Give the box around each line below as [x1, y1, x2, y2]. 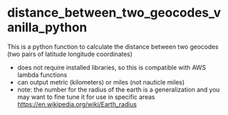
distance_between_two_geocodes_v [7, 5, 221, 21]
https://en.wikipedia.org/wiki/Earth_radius [17, 100, 137, 108]
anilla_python [7, 19, 87, 35]
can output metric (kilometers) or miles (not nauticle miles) [17, 78, 185, 86]
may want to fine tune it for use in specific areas [17, 92, 155, 101]
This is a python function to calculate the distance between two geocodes [7, 42, 219, 51]
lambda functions [17, 71, 68, 79]
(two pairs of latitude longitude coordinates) [7, 50, 133, 58]
